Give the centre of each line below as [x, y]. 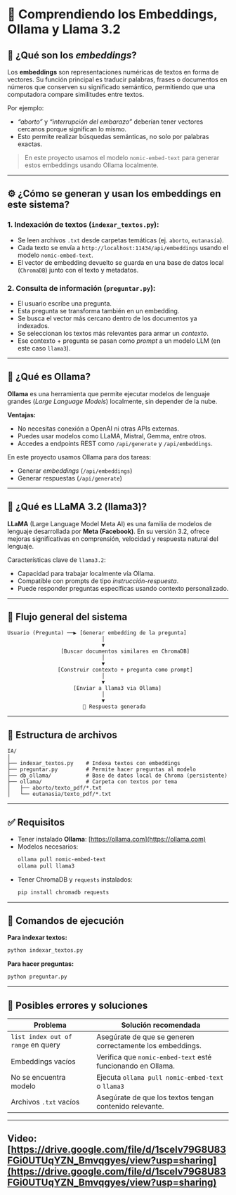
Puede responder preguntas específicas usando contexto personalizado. [123, 588]
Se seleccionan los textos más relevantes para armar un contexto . [113, 333]
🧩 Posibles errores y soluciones [78, 1005]
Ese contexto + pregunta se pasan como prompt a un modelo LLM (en [119, 341]
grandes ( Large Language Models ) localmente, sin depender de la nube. [112, 401]
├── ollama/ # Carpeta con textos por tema [92, 782]
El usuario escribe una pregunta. [65, 303]
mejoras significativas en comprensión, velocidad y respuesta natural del [113, 538]
